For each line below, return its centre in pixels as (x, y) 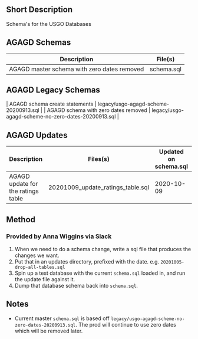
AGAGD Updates (37, 135)
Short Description (39, 10)
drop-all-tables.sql (40, 267)
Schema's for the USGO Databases (49, 24)
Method (21, 220)
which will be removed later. (49, 331)
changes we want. (37, 255)
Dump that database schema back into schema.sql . (76, 285)
